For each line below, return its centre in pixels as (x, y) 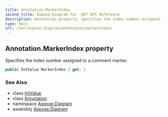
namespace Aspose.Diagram (42, 104)
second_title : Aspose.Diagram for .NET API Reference (62, 14)
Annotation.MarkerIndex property (59, 49)
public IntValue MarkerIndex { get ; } (45, 69)
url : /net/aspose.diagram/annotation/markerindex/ (59, 28)
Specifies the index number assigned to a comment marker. (67, 60)
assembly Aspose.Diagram (40, 109)
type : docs (16, 24)
